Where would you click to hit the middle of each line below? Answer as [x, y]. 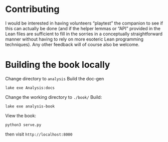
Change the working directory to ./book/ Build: [54, 97]
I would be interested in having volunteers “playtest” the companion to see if [84, 23]
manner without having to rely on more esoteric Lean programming [74, 39]
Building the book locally [58, 65]
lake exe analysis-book [30, 106]
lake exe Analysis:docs [30, 88]
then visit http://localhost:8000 [39, 134]
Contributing [32, 9]
